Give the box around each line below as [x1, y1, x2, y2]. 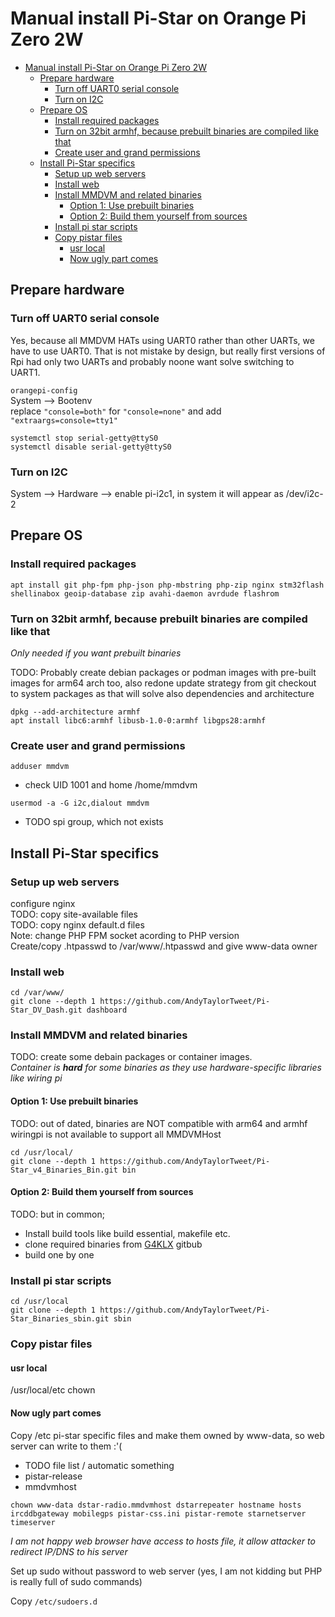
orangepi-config [10, 385, 78, 396]
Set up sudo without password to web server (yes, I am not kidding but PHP [10, 1565, 323, 1577]
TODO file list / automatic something [24, 1459, 175, 1471]
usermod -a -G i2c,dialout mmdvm [10, 798, 150, 809]
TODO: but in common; [10, 1208, 105, 1220]
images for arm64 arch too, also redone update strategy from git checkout [10, 677, 317, 689]
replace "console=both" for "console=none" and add [10, 405, 222, 417]
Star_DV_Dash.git [10, 1005, 83, 1016]
